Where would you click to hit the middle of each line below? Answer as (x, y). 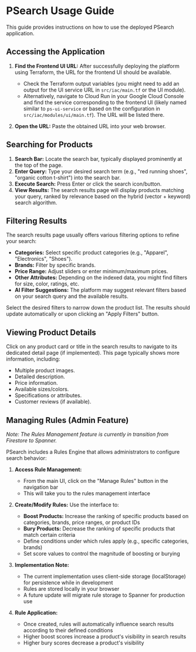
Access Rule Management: (48, 469)
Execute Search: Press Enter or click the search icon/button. (88, 184)
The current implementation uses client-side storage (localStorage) (104, 576)
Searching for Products (49, 145)
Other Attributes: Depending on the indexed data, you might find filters (101, 278)
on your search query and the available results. (71, 296)
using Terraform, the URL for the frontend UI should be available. (93, 72)
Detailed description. (40, 377)
